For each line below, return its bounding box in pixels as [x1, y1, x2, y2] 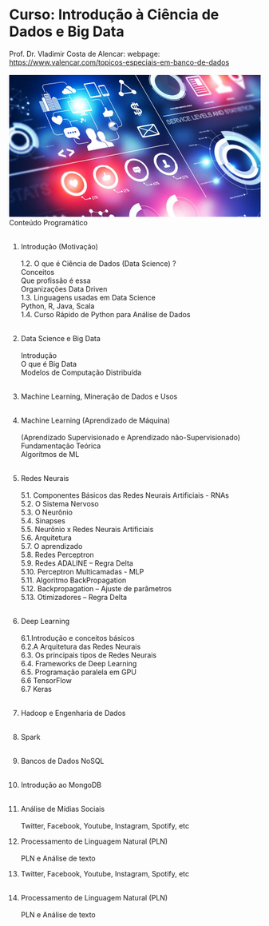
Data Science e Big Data [20, 334, 101, 344]
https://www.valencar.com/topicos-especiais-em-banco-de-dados [9, 58, 230, 67]
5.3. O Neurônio [20, 507, 73, 517]
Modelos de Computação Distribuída [20, 368, 142, 377]
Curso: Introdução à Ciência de [9, 6, 220, 24]
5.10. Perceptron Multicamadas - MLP [20, 567, 144, 577]
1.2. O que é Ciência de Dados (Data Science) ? [20, 259, 176, 268]
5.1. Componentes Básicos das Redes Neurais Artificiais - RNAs [20, 491, 230, 500]
